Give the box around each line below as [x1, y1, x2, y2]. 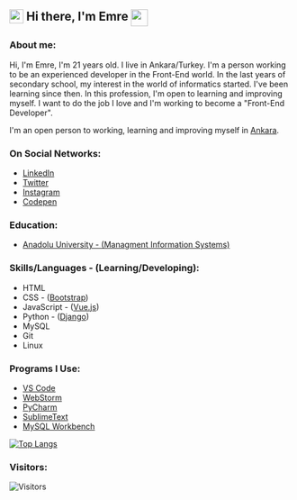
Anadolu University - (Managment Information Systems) [22, 240, 230, 250]
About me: [9, 39, 57, 51]
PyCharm [22, 402, 58, 413]
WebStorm [22, 392, 63, 403]
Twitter [22, 177, 49, 187]
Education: [9, 218, 58, 231]
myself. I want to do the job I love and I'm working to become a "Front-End [9, 97, 285, 108]
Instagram [22, 186, 60, 197]
